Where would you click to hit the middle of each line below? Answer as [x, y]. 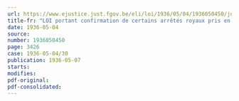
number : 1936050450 [36, 41]
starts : [19, 67]
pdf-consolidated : [34, 87]
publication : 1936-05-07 [44, 60]
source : [19, 34]
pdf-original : [28, 80]
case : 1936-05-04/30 [38, 54]
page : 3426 [23, 47]
